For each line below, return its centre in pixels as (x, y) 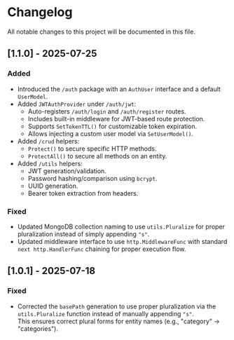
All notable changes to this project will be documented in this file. (102, 32)
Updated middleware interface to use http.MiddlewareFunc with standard (122, 241)
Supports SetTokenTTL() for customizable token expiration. (112, 126)
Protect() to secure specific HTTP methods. (92, 149)
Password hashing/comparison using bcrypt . (92, 178)
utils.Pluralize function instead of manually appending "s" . (106, 313)
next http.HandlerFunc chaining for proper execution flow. (102, 249)
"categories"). (37, 328)
